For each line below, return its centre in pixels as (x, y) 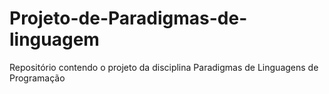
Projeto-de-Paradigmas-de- (128, 18)
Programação (37, 78)
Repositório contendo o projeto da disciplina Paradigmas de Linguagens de (164, 67)
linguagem (54, 39)
